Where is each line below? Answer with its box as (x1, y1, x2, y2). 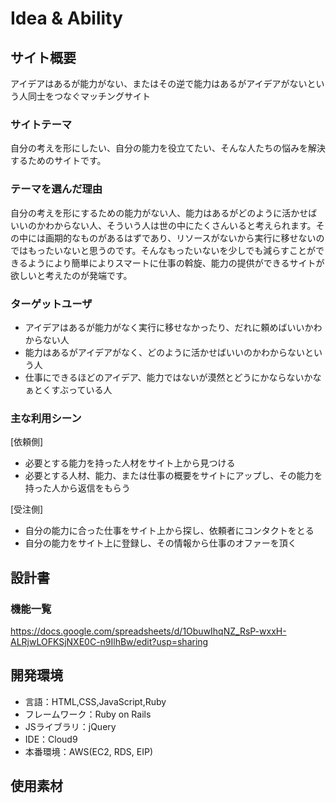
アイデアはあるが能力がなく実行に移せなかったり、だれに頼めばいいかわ (24, 321, 323, 333)
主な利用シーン (10, 411, 82, 425)
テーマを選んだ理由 (10, 182, 103, 196)
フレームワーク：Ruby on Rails (24, 708, 152, 720)
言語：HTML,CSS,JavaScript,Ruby (24, 695, 167, 707)
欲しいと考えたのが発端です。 (10, 269, 133, 281)
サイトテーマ (10, 117, 73, 131)
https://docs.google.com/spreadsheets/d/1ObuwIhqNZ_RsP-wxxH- (10, 625, 287, 637)
